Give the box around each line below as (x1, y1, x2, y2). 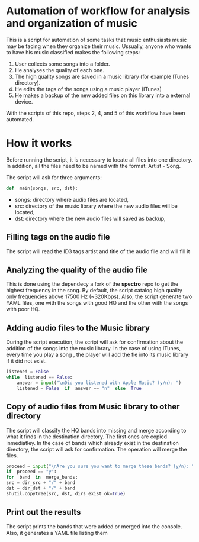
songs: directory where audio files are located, (14, 196, 129, 203)
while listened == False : (6, 375, 73, 380)
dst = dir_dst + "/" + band (6, 485, 76, 491)
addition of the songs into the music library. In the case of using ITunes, (6, 345, 181, 352)
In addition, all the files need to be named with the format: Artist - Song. (6, 162, 181, 169)
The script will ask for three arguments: (6, 173, 102, 181)
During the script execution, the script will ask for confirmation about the (6, 338, 184, 346)
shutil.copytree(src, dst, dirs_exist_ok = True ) (6, 491, 126, 496)
